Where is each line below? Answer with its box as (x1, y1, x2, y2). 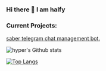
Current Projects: (6, 21, 58, 29)
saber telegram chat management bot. (6, 35, 100, 42)
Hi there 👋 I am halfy (6, 5, 66, 14)
